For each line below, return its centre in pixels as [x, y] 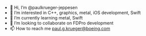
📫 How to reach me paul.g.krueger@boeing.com [60, 28]
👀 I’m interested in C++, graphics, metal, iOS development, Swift [75, 13]
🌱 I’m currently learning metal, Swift [46, 18]
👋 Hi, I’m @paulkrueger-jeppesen [44, 8]
